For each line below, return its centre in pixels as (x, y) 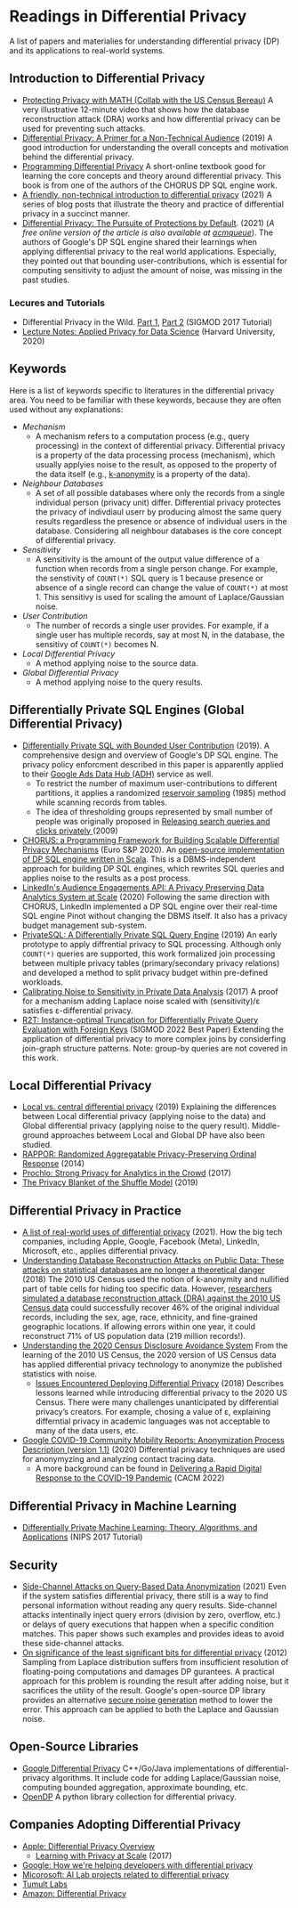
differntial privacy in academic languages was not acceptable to (153, 1421)
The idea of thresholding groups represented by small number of (154, 811)
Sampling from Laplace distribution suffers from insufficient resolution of (155, 1661)
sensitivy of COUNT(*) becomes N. (97, 644)
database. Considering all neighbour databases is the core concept (158, 531)
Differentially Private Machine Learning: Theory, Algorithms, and (140, 1528)
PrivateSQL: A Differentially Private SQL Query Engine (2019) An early (149, 934)
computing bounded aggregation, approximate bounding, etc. (135, 1787)
